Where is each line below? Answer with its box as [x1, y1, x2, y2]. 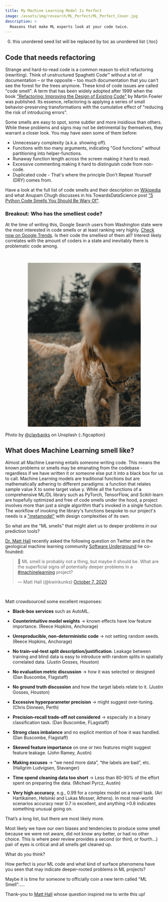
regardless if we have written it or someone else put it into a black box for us [5, 470, 163, 476]
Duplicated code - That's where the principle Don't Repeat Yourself [12, 172, 152, 178]
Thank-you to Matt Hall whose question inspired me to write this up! [5, 891, 145, 897]
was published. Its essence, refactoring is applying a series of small [5, 99, 145, 105]
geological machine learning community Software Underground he [5, 544, 143, 550]
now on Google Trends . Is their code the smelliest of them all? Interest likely [5, 232, 162, 238]
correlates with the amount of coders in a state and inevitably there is [5, 237, 149, 244]
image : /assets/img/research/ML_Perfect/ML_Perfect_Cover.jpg [5, 13, 138, 19]
